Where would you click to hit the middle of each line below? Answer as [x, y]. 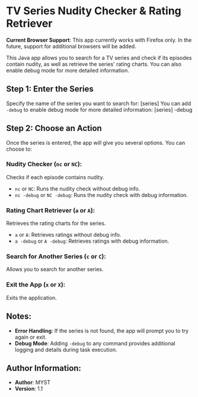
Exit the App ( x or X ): [36, 285]
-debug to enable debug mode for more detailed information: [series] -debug [99, 109]
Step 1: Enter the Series [50, 89]
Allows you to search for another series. [55, 269]
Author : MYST [33, 382]
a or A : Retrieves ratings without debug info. [68, 235]
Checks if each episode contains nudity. [55, 177]
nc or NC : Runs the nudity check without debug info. [77, 189]
